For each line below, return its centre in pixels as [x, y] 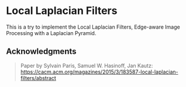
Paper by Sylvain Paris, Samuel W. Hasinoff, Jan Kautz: [87, 65]
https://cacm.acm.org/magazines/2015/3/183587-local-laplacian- [99, 72]
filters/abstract [38, 78]
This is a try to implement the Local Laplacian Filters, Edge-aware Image [93, 27]
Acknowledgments [42, 52]
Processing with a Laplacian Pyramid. [51, 33]
